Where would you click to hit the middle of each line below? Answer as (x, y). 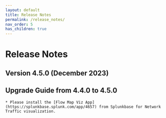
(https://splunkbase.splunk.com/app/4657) (51, 107)
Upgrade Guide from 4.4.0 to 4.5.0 (61, 91)
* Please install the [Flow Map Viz (44, 102)
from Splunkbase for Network (130, 107)
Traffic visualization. (31, 111)
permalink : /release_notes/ (35, 19)
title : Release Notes (28, 15)
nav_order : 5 (19, 24)
